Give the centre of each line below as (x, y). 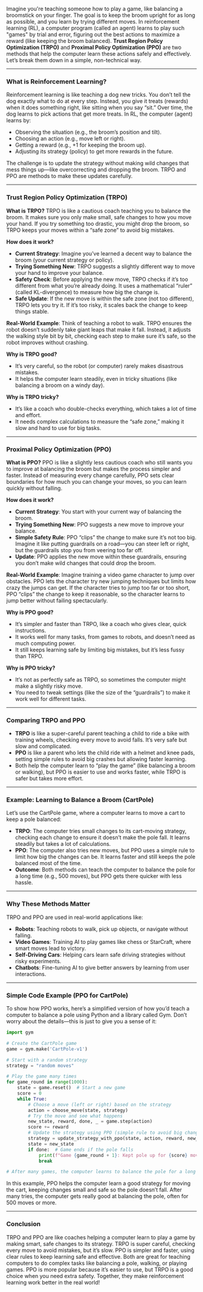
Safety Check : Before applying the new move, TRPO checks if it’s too (101, 279)
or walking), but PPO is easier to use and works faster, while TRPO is (100, 772)
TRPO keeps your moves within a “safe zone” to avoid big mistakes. (90, 230)
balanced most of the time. (49, 863)
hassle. (24, 883)
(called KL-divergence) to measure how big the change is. (87, 292)
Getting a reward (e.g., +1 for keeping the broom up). (81, 145)
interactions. (31, 974)
